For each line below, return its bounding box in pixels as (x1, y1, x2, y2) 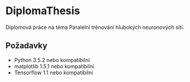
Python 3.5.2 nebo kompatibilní (14, 56, 90, 63)
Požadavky (5, 41, 48, 51)
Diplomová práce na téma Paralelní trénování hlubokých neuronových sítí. (5, 24, 184, 31)
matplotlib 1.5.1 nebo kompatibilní (14, 63, 94, 70)
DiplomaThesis (5, 4, 80, 18)
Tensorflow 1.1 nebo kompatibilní (14, 69, 93, 76)
